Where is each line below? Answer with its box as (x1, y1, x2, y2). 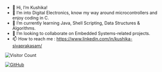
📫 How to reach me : (12, 36, 55, 41)
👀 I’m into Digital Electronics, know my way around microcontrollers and (12, 10, 158, 16)
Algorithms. (12, 25, 36, 31)
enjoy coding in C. (12, 15, 49, 20)
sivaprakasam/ (12, 43, 43, 49)
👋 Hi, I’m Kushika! (12, 5, 48, 10)
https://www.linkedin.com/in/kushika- (56, 36, 133, 41)
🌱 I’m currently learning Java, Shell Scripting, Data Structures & (12, 20, 140, 26)
